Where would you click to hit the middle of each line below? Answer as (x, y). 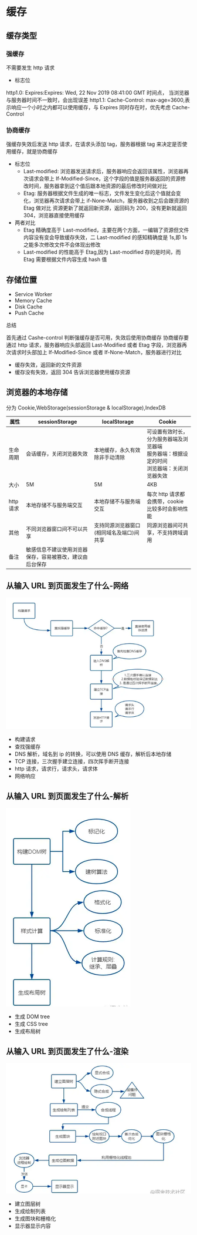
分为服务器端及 (164, 439)
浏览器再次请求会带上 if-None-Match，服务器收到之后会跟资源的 (111, 201)
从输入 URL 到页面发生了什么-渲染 (67, 1051)
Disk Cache (28, 307)
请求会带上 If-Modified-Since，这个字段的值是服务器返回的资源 (105, 179)
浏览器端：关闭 (164, 468)
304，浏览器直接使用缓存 (54, 216)
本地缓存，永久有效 (117, 449)
